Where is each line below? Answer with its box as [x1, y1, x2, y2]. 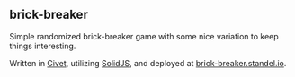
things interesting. [9, 40, 76, 51]
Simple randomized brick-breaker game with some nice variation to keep [9, 30, 279, 41]
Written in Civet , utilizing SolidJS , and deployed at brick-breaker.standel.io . [9, 57, 287, 68]
